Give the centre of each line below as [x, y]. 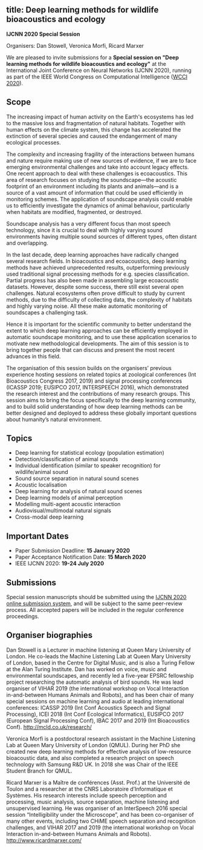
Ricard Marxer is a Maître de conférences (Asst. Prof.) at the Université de [98, 782]
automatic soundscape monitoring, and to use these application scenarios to [101, 337]
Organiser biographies [50, 635]
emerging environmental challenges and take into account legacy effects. [98, 167]
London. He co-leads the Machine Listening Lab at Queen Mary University [99, 656]
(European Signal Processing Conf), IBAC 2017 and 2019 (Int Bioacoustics [98, 720]
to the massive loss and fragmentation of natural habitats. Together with [96, 123]
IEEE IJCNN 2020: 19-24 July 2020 [60, 563]
